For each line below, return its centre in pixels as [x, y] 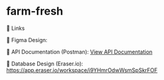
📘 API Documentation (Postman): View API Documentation [80, 52]
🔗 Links [16, 28]
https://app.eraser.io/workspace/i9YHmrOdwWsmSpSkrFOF [82, 70]
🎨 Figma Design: [27, 40]
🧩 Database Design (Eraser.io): [45, 64]
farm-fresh [35, 11]
